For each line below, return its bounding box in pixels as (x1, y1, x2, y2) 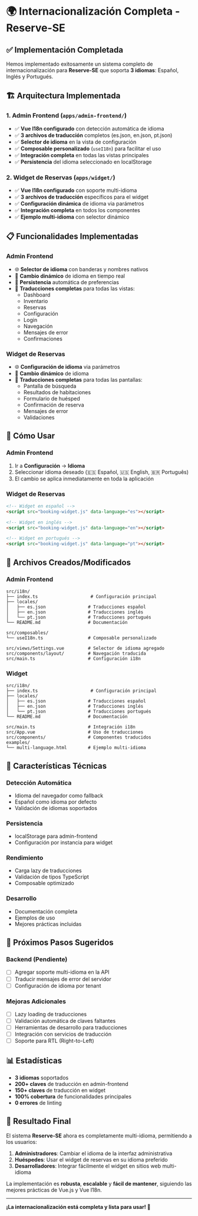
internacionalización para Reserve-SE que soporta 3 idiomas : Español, (6, 67, 179, 74)
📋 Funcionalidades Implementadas (6, 232, 138, 242)
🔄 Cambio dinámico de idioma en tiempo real (14, 272, 126, 279)
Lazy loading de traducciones (14, 1010, 87, 1017)
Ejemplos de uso (14, 914, 55, 921)
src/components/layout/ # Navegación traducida (6, 651, 146, 656)
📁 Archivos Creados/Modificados (6, 557, 131, 567)
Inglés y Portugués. (6, 73, 54, 80)
